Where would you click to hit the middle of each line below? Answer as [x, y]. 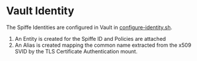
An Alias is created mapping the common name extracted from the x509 [103, 45]
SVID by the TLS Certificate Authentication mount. [76, 51]
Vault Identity [40, 11]
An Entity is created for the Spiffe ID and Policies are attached [90, 38]
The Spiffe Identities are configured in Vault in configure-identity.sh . [89, 27]
